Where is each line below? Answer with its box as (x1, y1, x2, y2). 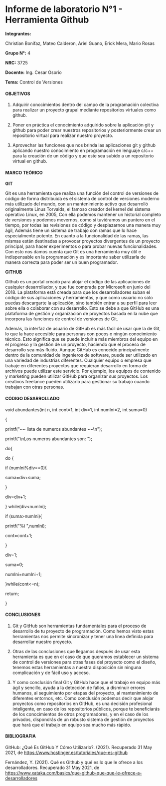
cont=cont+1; (5, 532, 32, 538)
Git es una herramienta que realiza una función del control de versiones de (5, 190, 159, 196)
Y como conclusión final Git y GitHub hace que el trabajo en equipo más (12, 679, 161, 685)
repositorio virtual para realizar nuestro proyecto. (12, 132, 114, 138)
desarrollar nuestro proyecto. (12, 639, 72, 645)
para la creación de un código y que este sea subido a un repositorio (12, 153, 154, 159)
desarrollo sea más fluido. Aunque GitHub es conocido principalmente (5, 347, 150, 353)
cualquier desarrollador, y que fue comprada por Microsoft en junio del (5, 284, 151, 290)
